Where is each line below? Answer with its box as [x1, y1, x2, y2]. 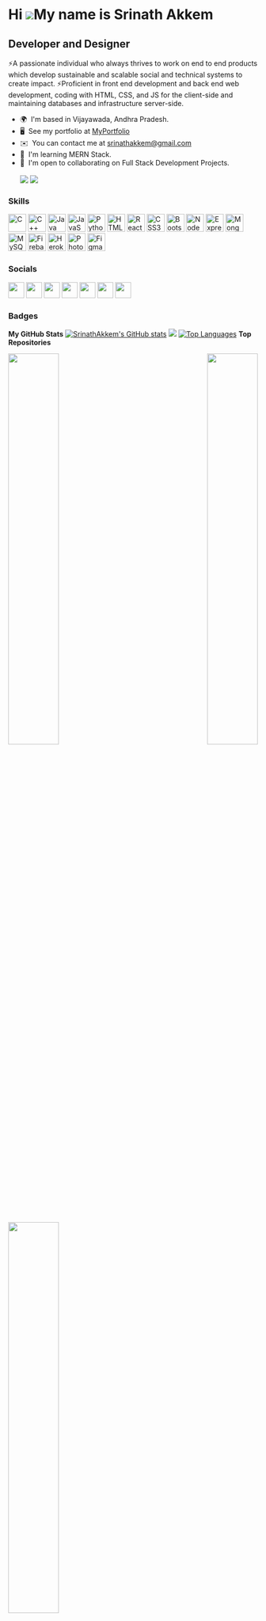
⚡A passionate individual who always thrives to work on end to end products [8, 59, 258, 68]
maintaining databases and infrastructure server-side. [8, 99, 184, 108]
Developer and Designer [8, 37, 131, 51]
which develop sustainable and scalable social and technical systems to [8, 70, 243, 79]
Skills [8, 196, 30, 207]
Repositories [8, 337, 51, 347]
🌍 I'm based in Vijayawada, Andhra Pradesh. [19, 115, 169, 124]
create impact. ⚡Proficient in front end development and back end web [8, 79, 240, 88]
